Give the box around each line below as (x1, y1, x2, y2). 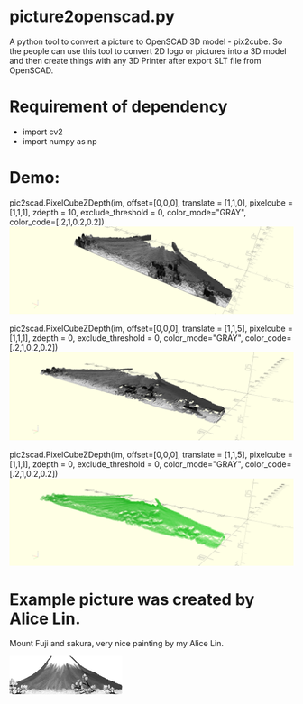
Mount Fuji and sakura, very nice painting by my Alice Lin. (9, 638, 224, 649)
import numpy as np (22, 135, 97, 146)
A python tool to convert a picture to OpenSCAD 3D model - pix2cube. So (9, 36, 283, 47)
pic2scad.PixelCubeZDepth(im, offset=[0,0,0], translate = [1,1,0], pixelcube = (9, 197, 294, 208)
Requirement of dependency (9, 96, 228, 117)
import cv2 (22, 126, 63, 137)
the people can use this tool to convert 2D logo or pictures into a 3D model (9, 45, 287, 56)
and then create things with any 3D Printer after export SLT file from (9, 55, 262, 66)
